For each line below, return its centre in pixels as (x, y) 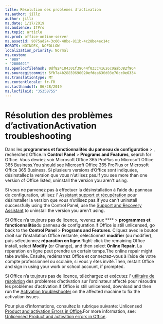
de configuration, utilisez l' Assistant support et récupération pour (71, 195)
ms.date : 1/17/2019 (25, 23)
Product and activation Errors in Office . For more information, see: (71, 311)
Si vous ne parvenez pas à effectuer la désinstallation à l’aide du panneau (79, 190)
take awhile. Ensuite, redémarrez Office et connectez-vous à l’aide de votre (81, 256)
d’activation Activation (51, 125)
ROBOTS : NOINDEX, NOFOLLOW (32, 46)
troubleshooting (38, 136)
